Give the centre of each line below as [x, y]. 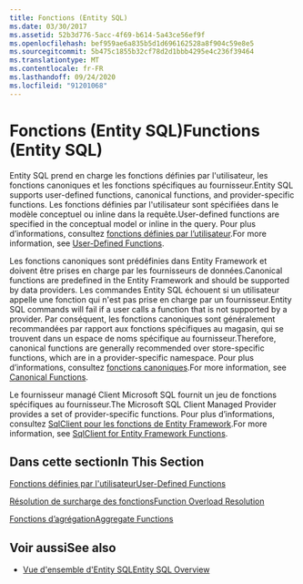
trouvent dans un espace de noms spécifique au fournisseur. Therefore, [143, 338]
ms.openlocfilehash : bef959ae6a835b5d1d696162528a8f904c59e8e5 [132, 43]
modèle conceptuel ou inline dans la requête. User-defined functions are [145, 214]
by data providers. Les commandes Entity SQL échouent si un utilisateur [145, 290]
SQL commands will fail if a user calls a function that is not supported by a [149, 309]
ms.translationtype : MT [55, 60]
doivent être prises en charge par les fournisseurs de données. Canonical [146, 271]
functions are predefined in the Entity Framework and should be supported [149, 280]
